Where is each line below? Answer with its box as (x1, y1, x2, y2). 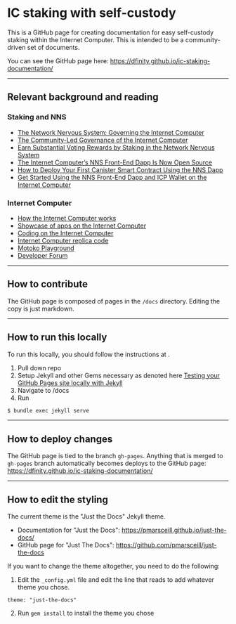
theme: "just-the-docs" (7, 597, 77, 604)
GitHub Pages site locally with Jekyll (17, 378, 123, 387)
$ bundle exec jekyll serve (7, 407, 90, 414)
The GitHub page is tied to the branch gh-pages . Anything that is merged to (7, 452, 223, 460)
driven (7, 43, 26, 51)
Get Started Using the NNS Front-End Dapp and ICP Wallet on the (17, 173, 207, 181)
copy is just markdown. (7, 304, 75, 313)
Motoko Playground (17, 244, 75, 252)
